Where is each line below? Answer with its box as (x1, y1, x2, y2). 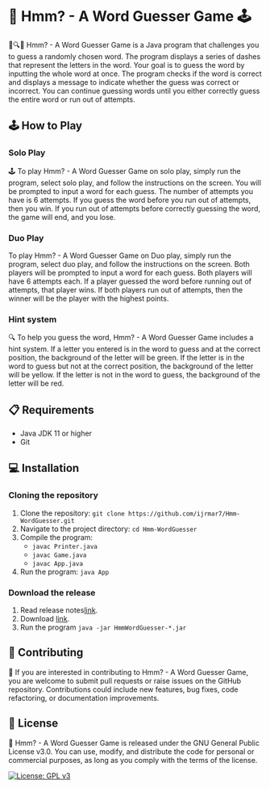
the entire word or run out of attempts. (8, 95, 135, 104)
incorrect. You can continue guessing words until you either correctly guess (8, 86, 260, 95)
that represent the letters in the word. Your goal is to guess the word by (8, 60, 245, 70)
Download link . (19, 614, 70, 624)
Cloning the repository (8, 490, 98, 501)
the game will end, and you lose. (8, 212, 116, 221)
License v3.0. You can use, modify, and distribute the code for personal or (8, 746, 255, 756)
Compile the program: (19, 532, 93, 542)
